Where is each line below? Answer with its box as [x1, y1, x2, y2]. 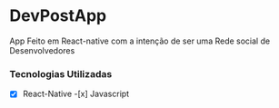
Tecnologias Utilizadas [9, 67, 113, 80]
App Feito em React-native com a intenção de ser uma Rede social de [9, 35, 271, 46]
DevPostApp [9, 5, 107, 26]
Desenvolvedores [9, 44, 75, 55]
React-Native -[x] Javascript [22, 88, 130, 100]
